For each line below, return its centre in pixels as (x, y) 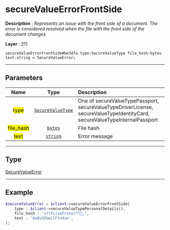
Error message (95, 136)
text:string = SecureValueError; (40, 58)
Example (19, 192)
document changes (26, 34)
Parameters (24, 78)
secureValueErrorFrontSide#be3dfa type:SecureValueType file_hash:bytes (83, 53)
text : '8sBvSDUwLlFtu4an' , (44, 218)
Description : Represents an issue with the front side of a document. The (81, 23)
